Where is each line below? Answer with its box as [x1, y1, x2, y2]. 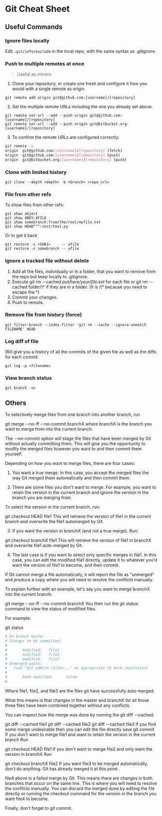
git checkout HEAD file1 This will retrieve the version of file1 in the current [5, 513, 151, 519]
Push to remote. [12, 299, 44, 305]
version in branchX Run [5, 751, 52, 757]
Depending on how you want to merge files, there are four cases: [5, 461, 135, 466]
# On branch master [5, 634, 45, 639]
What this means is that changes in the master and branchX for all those [5, 697, 149, 703]
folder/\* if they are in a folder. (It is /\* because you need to [28, 284, 147, 289]
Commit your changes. [12, 294, 58, 300]
